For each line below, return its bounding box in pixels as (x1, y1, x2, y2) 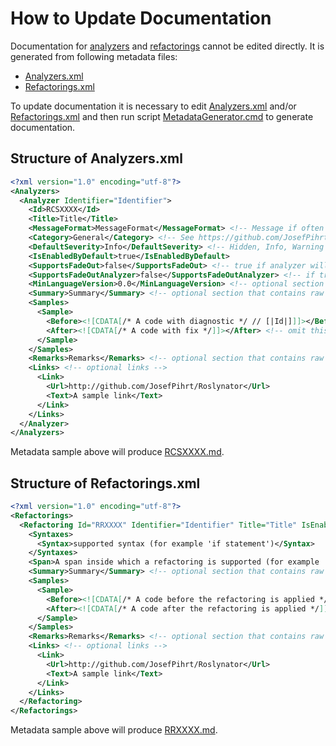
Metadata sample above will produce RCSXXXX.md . (10, 446, 225, 458)
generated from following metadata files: (10, 50, 178, 62)
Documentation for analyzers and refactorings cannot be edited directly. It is (10, 40, 325, 52)
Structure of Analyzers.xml (10, 150, 183, 167)
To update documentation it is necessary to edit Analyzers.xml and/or (10, 100, 297, 112)
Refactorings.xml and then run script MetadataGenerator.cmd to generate (10, 110, 314, 122)
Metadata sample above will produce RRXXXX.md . (10, 724, 218, 736)
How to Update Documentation (10, 7, 272, 30)
